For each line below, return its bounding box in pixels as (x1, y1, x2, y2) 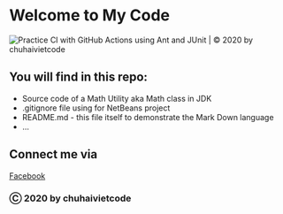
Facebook (9, 170, 46, 181)
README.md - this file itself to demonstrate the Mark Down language (21, 111, 274, 122)
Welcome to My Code (9, 5, 171, 26)
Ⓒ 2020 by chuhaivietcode (9, 192, 132, 204)
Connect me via (9, 147, 98, 162)
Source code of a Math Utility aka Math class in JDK (21, 93, 212, 103)
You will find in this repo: (9, 70, 149, 85)
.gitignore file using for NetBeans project (21, 103, 171, 113)
